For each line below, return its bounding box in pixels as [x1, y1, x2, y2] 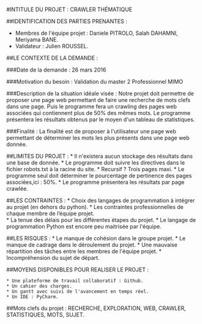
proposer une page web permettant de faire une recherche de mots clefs [6, 97, 191, 103]
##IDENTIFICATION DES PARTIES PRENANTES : [6, 18, 127, 24]
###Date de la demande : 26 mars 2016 [6, 66, 107, 73]
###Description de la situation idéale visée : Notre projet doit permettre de [6, 90, 194, 97]
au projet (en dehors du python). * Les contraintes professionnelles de [6, 204, 184, 210]
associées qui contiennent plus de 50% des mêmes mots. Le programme [6, 109, 191, 116]
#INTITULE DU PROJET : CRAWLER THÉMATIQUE [6, 6, 133, 13]
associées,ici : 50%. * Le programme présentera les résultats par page [6, 179, 185, 186]
